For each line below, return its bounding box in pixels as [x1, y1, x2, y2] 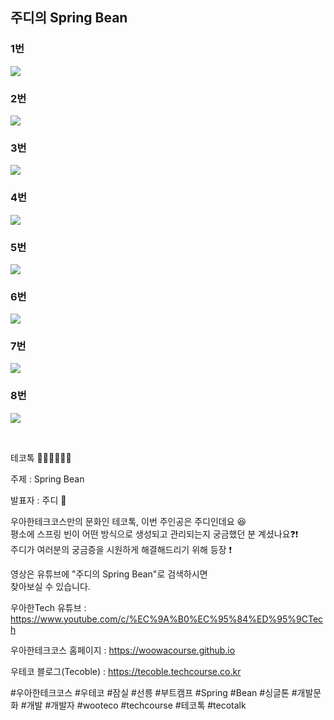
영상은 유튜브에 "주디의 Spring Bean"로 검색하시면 [10, 568, 208, 580]
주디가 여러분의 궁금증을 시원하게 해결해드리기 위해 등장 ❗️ [10, 543, 233, 555]
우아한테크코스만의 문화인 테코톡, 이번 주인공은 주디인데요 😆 [10, 515, 247, 527]
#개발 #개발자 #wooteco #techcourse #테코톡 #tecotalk [20, 699, 247, 711]
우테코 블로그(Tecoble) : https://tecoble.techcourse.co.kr [10, 665, 242, 677]
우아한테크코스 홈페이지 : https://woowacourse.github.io [10, 644, 236, 656]
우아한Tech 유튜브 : [10, 601, 87, 613]
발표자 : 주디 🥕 [10, 494, 67, 506]
